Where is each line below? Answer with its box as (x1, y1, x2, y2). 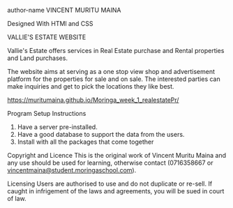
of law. (7, 195, 27, 202)
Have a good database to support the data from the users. (17, 131, 185, 138)
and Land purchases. (7, 54, 68, 62)
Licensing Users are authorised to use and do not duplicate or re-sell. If (7, 179, 213, 188)
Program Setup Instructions (7, 110, 87, 117)
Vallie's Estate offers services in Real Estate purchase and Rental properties (7, 47, 225, 54)
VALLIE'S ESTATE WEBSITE (7, 33, 87, 41)
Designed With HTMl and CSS (7, 20, 93, 27)
